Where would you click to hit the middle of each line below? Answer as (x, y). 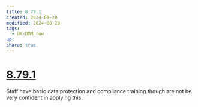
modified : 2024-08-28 (33, 23)
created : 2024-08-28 (32, 17)
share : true (21, 45)
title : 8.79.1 (24, 12)
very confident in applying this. (44, 97)
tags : (13, 28)
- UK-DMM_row (28, 34)
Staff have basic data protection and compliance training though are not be (99, 91)
